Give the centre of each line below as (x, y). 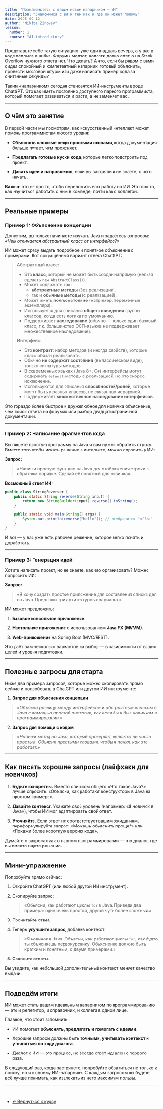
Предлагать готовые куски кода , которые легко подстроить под (80, 157)
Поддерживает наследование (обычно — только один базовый (90, 321)
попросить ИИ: (21, 575)
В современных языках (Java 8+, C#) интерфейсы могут (83, 371)
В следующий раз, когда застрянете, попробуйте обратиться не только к (81, 1068)
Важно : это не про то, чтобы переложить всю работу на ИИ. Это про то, (80, 186)
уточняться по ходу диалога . (43, 1044)
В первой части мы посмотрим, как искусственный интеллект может (77, 128)
